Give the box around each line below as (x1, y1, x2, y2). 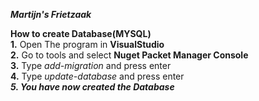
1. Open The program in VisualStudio (10, 39, 165, 50)
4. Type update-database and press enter (10, 70, 185, 82)
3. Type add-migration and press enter (10, 60, 172, 71)
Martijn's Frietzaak (10, 9, 92, 20)
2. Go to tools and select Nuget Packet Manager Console (10, 49, 249, 61)
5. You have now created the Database (10, 81, 175, 93)
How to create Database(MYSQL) (10, 28, 152, 39)
